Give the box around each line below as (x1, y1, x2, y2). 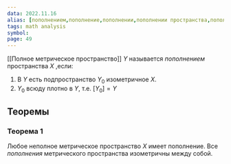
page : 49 (7, 36, 32, 43)
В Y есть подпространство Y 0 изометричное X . (16, 75, 157, 85)
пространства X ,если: (7, 62, 74, 70)
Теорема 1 (7, 127, 43, 136)
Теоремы (7, 106, 49, 118)
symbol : (7, 29, 30, 37)
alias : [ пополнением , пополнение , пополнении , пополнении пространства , (7, 17, 211, 23)
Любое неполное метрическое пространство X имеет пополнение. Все (7, 142, 219, 150)
